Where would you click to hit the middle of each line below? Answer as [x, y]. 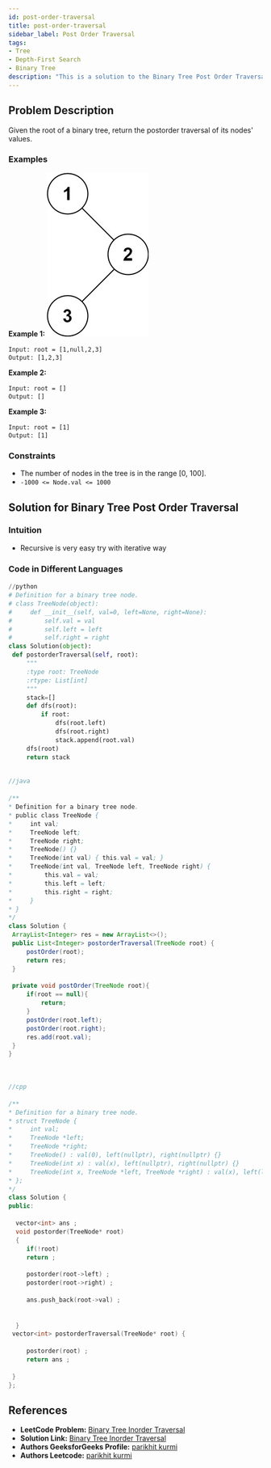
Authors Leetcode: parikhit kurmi [76, 1456]
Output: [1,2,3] [35, 357]
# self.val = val [52, 621]
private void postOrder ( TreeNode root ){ [81, 986]
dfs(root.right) [83, 732]
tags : [17, 43]
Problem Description [61, 110]
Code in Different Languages [66, 568]
